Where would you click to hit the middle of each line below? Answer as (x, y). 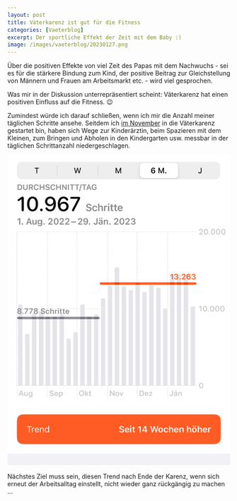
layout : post (27, 15)
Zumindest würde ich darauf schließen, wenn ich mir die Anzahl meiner (111, 116)
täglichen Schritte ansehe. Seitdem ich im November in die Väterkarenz (111, 123)
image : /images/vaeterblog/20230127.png (68, 45)
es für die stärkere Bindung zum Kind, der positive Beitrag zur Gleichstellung (119, 73)
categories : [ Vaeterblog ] (45, 30)
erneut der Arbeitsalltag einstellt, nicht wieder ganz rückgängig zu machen (116, 484)
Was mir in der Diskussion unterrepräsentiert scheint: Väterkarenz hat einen (118, 95)
